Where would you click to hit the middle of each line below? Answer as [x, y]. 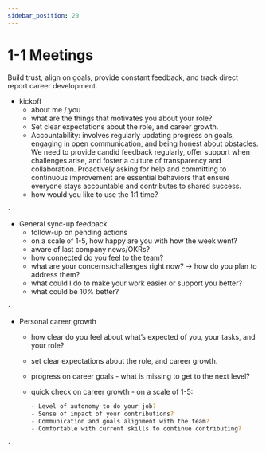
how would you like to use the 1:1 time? [94, 194]
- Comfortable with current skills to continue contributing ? [136, 428]
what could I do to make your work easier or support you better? [137, 283]
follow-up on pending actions [79, 233]
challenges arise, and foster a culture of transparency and [126, 160]
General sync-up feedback [63, 224]
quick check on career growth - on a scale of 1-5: [112, 392]
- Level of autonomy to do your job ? [94, 407]
